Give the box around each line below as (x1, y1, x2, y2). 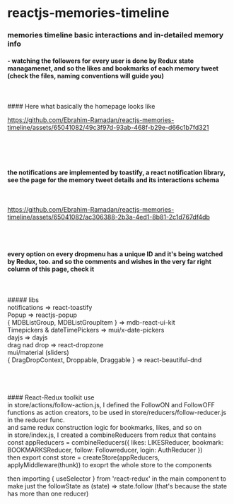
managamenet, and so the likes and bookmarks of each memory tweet (7, 64, 219, 72)
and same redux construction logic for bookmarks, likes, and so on (7, 423, 202, 431)
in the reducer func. (7, 415, 65, 424)
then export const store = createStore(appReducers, (7, 453, 160, 462)
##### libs (7, 295, 40, 304)
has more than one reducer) (7, 489, 89, 498)
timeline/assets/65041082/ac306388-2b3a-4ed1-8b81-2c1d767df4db (7, 212, 211, 221)
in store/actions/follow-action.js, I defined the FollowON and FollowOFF (7, 400, 216, 409)
